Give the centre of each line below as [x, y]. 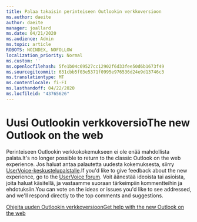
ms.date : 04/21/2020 [31, 34]
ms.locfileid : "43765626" [38, 94]
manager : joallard [29, 28]
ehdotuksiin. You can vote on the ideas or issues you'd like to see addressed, [99, 189]
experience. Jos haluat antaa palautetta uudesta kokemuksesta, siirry [90, 164]
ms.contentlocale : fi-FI [36, 83]
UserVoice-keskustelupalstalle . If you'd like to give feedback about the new [97, 170]
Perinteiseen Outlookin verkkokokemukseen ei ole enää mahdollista [88, 151]
